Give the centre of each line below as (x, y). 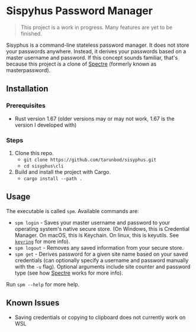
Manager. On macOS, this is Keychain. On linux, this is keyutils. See (97, 235)
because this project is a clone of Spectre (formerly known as (81, 64)
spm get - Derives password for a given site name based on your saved (101, 254)
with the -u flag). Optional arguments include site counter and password (102, 266)
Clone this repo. (34, 153)
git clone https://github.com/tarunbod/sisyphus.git (90, 160)
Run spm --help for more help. (43, 284)
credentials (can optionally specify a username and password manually (102, 260)
